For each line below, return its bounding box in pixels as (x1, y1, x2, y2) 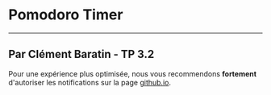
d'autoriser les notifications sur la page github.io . (8, 77, 172, 87)
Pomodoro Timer (8, 6, 123, 24)
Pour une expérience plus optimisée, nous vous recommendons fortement (8, 68, 256, 78)
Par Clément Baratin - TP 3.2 (8, 47, 155, 61)
